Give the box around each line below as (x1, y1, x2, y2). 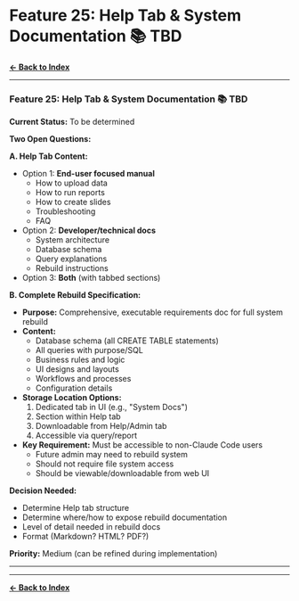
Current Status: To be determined (9, 117, 135, 128)
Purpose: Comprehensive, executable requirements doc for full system (21, 307, 283, 317)
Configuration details (35, 383, 113, 393)
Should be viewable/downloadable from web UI (35, 468, 210, 479)
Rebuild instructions (35, 263, 109, 274)
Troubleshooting (35, 206, 96, 217)
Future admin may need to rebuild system (35, 449, 189, 460)
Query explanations (35, 253, 108, 264)
